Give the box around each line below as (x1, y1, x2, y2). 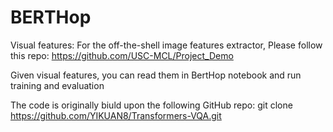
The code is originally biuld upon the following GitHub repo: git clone (10, 99, 293, 111)
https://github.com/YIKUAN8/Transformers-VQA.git (10, 109, 222, 121)
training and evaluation (10, 79, 105, 91)
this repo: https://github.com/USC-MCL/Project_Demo (10, 49, 234, 61)
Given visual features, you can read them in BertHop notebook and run (10, 69, 302, 81)
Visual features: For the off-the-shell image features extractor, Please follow (10, 39, 323, 51)
